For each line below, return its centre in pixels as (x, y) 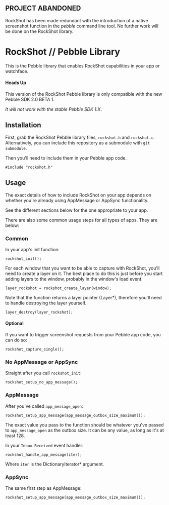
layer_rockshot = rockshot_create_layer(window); (59, 288)
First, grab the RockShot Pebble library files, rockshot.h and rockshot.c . (80, 137)
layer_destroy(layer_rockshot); (39, 312)
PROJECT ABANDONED (43, 8)
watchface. (17, 71)
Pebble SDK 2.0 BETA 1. (30, 99)
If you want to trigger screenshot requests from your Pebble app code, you (83, 335)
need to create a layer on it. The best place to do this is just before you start (84, 274)
